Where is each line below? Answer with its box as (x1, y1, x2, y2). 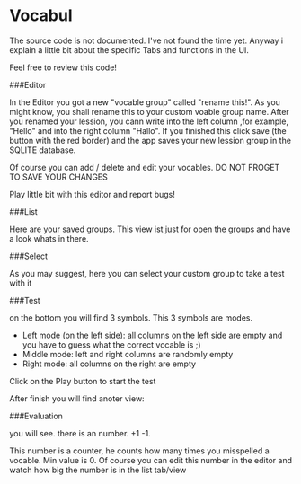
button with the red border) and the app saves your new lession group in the (9, 135, 292, 145)
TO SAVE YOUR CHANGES (9, 172, 108, 182)
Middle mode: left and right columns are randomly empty (22, 348, 234, 359)
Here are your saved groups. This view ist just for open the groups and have (9, 224, 291, 234)
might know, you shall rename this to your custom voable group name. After (9, 106, 289, 117)
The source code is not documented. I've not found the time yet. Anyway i (9, 35, 284, 46)
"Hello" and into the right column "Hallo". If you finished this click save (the (9, 125, 287, 136)
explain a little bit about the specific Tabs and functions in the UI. (9, 44, 250, 55)
